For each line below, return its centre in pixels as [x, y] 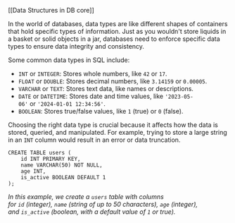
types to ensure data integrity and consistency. [76, 46]
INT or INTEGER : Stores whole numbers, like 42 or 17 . [93, 74]
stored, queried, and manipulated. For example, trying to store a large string [118, 132]
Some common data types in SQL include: [69, 60]
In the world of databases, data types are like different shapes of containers [118, 24]
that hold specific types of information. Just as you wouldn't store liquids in [117, 31]
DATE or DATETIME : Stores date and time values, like [91, 96]
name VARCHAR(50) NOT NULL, [62, 165]
